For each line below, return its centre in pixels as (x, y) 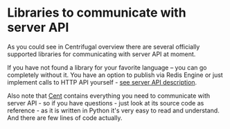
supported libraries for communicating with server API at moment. (101, 54)
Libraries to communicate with (97, 13)
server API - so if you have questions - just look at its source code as (106, 103)
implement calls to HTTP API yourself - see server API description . (102, 82)
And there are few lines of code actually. (65, 118)
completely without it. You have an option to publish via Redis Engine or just (115, 75)
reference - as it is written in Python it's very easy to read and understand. (113, 110)
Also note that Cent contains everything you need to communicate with (109, 96)
